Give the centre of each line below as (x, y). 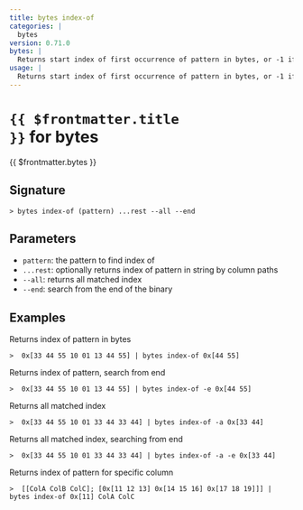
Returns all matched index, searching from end (96, 440)
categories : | (36, 26)
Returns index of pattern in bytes (70, 339)
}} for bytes (54, 137)
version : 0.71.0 (40, 43)
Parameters (43, 239)
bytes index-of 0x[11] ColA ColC (72, 497)
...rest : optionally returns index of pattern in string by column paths (150, 270)
